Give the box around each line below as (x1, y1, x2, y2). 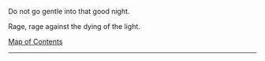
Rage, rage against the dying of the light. (8, 22, 140, 30)
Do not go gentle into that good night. (8, 7, 130, 16)
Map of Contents (8, 37, 63, 46)
